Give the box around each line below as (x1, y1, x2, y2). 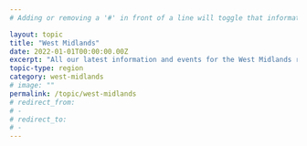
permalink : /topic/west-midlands (9, 89, 137, 99)
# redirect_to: (9, 115, 68, 124)
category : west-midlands (9, 72, 104, 82)
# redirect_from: (9, 98, 76, 107)
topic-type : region (9, 64, 84, 73)
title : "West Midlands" (9, 38, 101, 47)
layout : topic (9, 29, 64, 39)
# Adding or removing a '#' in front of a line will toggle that (9, 13, 263, 23)
